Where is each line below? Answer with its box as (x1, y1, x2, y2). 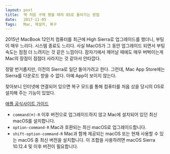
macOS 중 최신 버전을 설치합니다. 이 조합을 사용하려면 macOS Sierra (18, 137, 156, 143)
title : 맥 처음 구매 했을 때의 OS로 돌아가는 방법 (5, 12, 100, 17)
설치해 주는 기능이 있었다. (5, 90, 56, 96)
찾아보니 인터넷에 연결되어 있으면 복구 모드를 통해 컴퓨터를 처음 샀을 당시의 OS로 (5, 84, 164, 90)
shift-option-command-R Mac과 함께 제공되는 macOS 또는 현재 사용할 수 (12, 131, 159, 137)
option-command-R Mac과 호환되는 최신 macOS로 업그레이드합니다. (12, 124, 147, 131)
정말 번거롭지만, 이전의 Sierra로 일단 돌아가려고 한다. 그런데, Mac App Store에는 (5, 66, 165, 72)
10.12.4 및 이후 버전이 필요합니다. (12, 143, 79, 149)
